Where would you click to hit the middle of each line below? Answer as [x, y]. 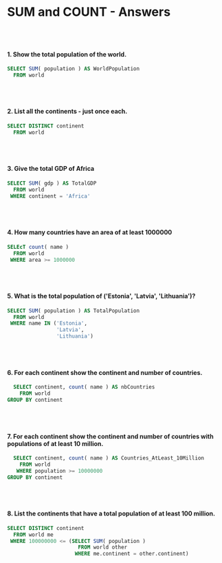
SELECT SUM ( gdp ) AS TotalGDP [52, 183]
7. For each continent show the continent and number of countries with [111, 436]
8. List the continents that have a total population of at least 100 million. [111, 513]
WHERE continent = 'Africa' [50, 196]
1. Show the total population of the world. [67, 54]
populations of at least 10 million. [55, 443]
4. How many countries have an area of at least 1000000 [90, 232]
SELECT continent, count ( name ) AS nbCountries [84, 387]
